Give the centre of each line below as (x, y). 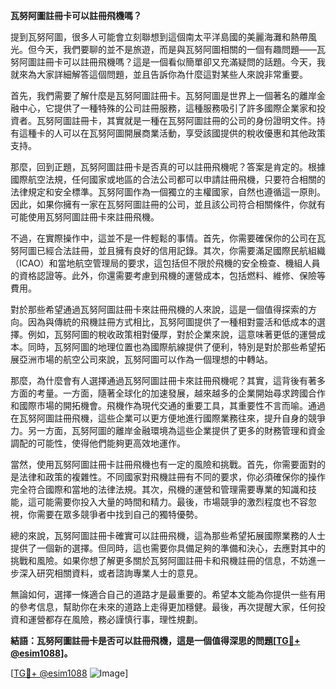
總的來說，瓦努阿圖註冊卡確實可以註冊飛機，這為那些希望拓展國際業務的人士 (168, 535)
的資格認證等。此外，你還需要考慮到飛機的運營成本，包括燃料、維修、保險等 (168, 275)
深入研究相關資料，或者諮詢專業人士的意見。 (110, 573)
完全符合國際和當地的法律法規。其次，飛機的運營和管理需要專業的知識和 (159, 489)
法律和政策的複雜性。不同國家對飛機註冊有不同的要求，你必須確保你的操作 (172, 477)
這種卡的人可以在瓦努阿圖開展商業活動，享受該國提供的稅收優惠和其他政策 (172, 133)
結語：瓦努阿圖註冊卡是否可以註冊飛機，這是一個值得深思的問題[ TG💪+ (155, 640)
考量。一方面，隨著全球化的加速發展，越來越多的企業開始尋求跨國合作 (181, 393)
